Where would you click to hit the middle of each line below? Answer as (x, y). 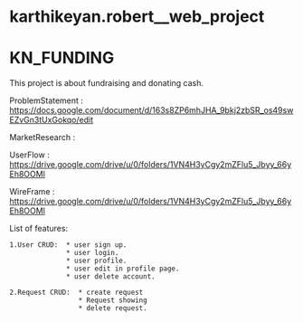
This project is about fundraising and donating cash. (107, 83)
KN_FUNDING (62, 58)
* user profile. (97, 261)
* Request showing (113, 300)
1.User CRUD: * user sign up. (68, 245)
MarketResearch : (42, 137)
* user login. (93, 253)
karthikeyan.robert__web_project (137, 17)
